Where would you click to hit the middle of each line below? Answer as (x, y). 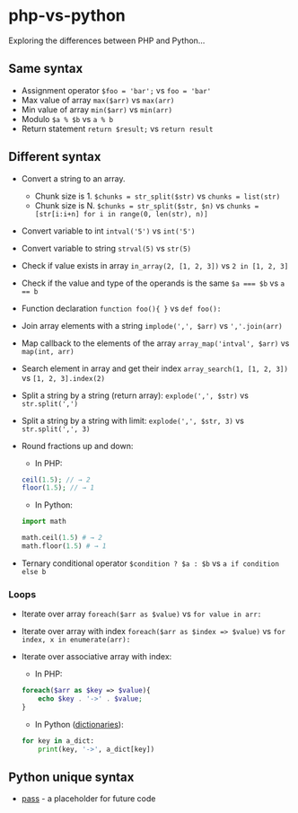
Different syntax (55, 157)
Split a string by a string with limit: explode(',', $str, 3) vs (132, 420)
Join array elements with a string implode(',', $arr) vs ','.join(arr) (152, 325)
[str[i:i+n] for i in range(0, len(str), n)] (121, 214)
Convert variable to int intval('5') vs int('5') (108, 231)
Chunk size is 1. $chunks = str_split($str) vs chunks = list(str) (158, 196)
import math (44, 522)
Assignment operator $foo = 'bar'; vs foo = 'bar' (116, 90)
